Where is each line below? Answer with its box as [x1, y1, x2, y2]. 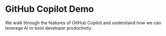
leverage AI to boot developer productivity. [5, 25, 93, 31]
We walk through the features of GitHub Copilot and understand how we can [5, 20, 162, 26]
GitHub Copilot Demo [5, 3, 94, 15]
